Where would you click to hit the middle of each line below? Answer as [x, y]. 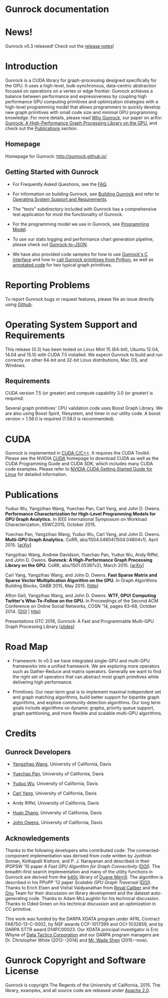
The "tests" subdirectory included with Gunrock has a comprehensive [85, 209]
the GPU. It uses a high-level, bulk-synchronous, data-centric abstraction [81, 86]
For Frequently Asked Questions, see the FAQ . [60, 184]
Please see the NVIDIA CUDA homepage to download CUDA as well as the [82, 459]
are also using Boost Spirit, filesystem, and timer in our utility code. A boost [83, 413]
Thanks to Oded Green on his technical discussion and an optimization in [81, 904]
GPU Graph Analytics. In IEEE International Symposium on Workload [76, 519]
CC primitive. [19, 909]
